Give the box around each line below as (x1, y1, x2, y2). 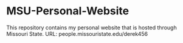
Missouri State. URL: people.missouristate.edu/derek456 (6, 30, 148, 37)
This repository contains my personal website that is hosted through (6, 24, 178, 31)
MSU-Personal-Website (6, 4, 129, 18)
